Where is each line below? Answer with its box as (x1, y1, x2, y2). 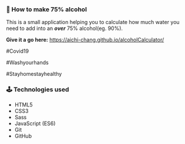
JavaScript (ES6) (14, 120, 56, 127)
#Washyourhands (6, 59, 49, 66)
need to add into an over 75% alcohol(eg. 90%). (6, 25, 123, 32)
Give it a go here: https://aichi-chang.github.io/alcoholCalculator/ (6, 36, 164, 43)
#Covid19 (6, 48, 29, 55)
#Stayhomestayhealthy (6, 71, 62, 78)
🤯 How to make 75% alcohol (6, 5, 87, 14)
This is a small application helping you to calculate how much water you (6, 19, 180, 26)
